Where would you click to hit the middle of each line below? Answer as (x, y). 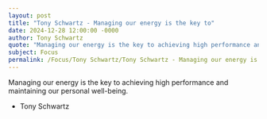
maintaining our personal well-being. (68, 90)
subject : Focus (33, 52)
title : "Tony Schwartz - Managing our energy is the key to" (112, 23)
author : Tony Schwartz (46, 38)
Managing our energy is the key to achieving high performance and (118, 82)
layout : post (30, 15)
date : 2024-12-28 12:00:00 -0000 (64, 30)
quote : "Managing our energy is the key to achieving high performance (129, 45)
